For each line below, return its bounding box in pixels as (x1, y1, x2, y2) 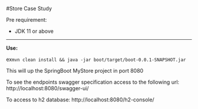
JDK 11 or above (14, 28, 54, 35)
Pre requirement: (6, 16, 47, 23)
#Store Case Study (6, 5, 52, 12)
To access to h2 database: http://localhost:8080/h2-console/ (6, 96, 154, 103)
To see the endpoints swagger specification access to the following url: (6, 79, 180, 86)
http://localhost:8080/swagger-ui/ (6, 85, 89, 91)
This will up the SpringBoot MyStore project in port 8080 (6, 67, 144, 74)
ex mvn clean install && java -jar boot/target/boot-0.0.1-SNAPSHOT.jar (6, 56, 186, 63)
